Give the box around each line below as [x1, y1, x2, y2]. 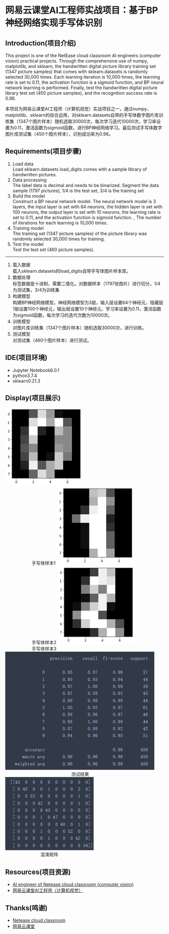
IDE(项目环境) [5, 353, 48, 362]
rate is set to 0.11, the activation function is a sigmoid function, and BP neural [5, 79, 164, 85]
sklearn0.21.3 [12, 378, 41, 384]
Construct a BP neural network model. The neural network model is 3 [12, 198, 156, 204]
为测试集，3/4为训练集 [12, 287, 60, 293]
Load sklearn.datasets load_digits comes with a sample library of [12, 166, 147, 172]
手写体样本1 [32, 560, 56, 566]
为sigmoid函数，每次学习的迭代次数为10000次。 [12, 312, 113, 318]
